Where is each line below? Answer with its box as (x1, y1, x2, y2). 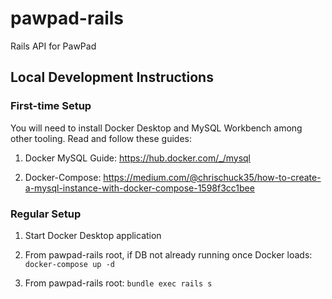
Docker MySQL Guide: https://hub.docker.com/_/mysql (24, 152, 252, 164)
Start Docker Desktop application (24, 229, 162, 241)
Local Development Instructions (10, 69, 214, 86)
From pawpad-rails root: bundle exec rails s (24, 277, 213, 289)
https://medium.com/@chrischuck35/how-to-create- (103, 171, 322, 183)
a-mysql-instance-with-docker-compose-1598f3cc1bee (24, 182, 255, 194)
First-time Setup (10, 99, 92, 113)
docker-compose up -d (24, 259, 115, 269)
